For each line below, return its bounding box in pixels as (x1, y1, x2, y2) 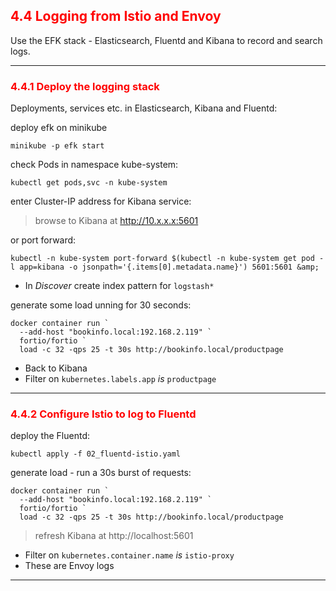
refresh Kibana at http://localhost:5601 (34, 530, 194, 542)
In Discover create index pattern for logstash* (24, 280, 215, 292)
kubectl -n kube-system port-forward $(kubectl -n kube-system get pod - (10, 254, 325, 264)
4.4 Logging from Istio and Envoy (10, 8, 222, 25)
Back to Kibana (24, 362, 88, 374)
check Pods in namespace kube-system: (10, 159, 179, 171)
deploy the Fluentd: (10, 430, 90, 442)
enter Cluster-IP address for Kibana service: (10, 195, 192, 208)
